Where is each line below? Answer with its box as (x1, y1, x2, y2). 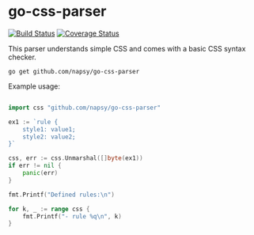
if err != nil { (8, 161, 62, 170)
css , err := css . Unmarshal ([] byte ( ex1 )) (8, 154, 144, 162)
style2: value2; (22, 133, 77, 141)
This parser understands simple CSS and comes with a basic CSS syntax (8, 44, 246, 53)
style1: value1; (22, 125, 77, 133)
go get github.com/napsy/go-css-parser (8, 67, 140, 75)
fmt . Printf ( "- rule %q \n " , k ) (22, 212, 123, 220)
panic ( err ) (22, 169, 59, 177)
